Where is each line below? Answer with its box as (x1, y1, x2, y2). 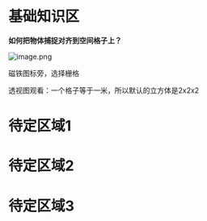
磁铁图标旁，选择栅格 (8, 68, 79, 77)
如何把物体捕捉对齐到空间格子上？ (8, 35, 122, 45)
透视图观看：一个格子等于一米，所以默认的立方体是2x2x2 (8, 85, 200, 95)
